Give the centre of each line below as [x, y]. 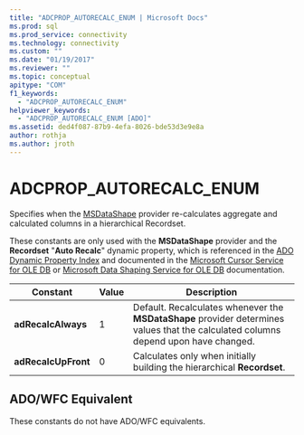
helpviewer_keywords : [50, 110]
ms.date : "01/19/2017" [52, 60]
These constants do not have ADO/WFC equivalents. [108, 421]
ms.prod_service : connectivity [68, 34]
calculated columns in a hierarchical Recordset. [98, 223]
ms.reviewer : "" [40, 69]
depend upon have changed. [194, 341]
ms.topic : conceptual [50, 77]
